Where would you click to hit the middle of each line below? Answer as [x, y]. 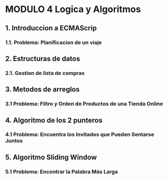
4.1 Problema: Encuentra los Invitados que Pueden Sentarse [80, 134]
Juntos [14, 141]
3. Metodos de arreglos [42, 89]
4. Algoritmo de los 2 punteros [54, 120]
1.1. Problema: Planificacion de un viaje [53, 42]
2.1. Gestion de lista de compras [45, 73]
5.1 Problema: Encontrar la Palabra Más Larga [62, 171]
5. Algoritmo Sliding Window [51, 157]
